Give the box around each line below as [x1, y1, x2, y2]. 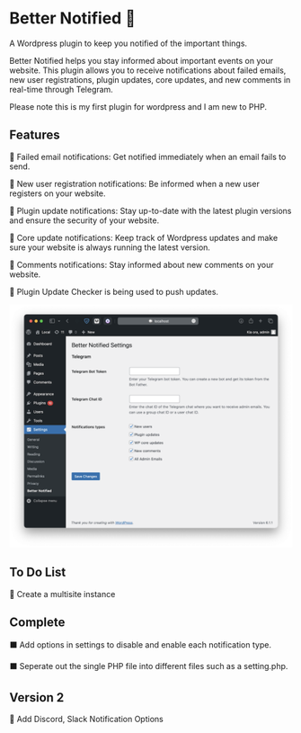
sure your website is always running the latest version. [9, 242, 211, 253]
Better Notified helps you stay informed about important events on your [9, 55, 274, 66]
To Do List [9, 565, 66, 580]
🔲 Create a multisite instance [9, 588, 116, 599]
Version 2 [9, 690, 65, 705]
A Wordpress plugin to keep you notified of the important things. [9, 38, 248, 49]
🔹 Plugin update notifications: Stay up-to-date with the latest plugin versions [9, 205, 292, 216]
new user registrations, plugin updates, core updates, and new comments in [9, 74, 291, 85]
